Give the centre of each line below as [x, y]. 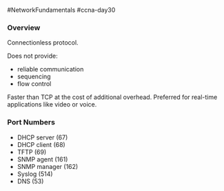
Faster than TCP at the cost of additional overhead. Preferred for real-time [112, 97]
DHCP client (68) [41, 144]
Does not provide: [32, 56]
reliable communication [50, 69]
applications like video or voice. [52, 104]
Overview [24, 27]
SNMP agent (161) [42, 159]
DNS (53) [30, 181]
